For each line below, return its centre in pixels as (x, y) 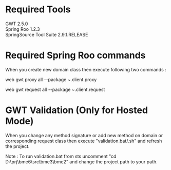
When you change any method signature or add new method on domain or (84, 135)
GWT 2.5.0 (17, 24)
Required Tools (38, 10)
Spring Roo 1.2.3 (23, 29)
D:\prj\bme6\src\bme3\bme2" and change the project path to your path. (81, 162)
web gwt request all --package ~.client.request (55, 89)
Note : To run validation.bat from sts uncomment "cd (61, 156)
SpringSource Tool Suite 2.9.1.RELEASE (47, 34)
